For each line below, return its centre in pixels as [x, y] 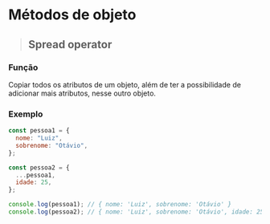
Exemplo [26, 114]
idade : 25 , [34, 182]
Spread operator [70, 45]
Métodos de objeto [72, 15]
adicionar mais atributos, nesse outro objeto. [82, 93]
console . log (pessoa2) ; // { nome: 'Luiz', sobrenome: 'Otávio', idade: [131, 212]
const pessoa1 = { [39, 131]
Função [23, 67]
